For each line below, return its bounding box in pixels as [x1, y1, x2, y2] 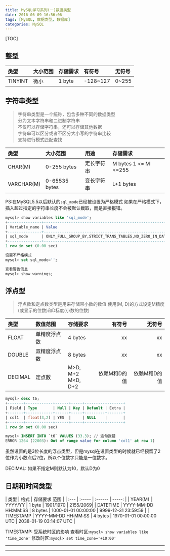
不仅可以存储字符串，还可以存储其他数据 [17, 124, 102, 130]
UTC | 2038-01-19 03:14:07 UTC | [5, 518, 75, 524]
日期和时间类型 [5, 482, 52, 490]
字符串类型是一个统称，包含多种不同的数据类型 [17, 111, 115, 117]
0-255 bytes [45, 163, 77, 170]
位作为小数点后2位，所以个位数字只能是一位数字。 [5, 455, 110, 461]
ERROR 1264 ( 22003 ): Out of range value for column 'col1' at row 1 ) [5, 438, 155, 444]
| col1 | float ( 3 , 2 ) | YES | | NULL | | [5, 415, 125, 420]
